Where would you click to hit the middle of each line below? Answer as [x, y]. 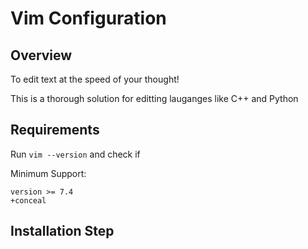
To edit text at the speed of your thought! [95, 79]
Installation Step [62, 231]
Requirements [55, 130]
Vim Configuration [88, 18]
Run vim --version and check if [75, 154]
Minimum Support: [48, 173]
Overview [41, 55]
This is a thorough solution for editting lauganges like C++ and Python [154, 98]
